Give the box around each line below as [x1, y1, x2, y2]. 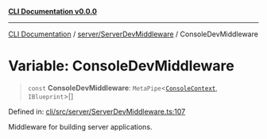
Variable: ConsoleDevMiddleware [8, 57, 234, 75]
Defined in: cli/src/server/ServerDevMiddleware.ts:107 [8, 107, 186, 116]
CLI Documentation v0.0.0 [8, 7, 98, 16]
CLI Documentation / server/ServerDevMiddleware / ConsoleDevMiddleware [8, 29, 258, 39]
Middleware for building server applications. [8, 122, 153, 131]
